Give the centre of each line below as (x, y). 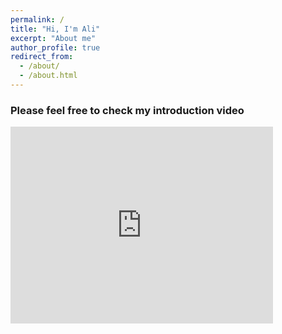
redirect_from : (42, 57)
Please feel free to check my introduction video (127, 110)
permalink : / (37, 19)
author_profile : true (55, 47)
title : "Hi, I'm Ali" (55, 29)
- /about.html (48, 76)
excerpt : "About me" (53, 38)
